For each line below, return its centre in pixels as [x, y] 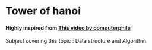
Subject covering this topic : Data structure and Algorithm [76, 41]
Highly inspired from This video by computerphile [68, 27]
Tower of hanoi [43, 11]
